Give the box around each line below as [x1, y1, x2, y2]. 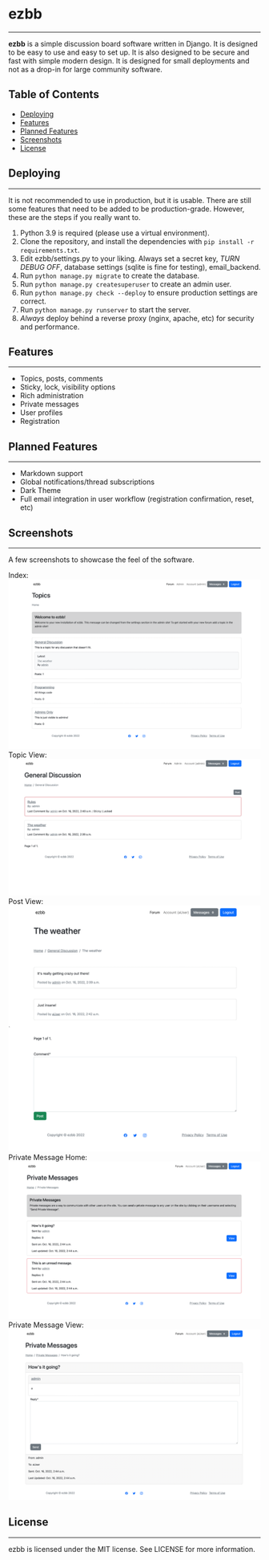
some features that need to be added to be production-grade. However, [8, 204, 245, 214]
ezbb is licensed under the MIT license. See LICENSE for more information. [8, 1544, 256, 1554]
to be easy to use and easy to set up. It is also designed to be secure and [8, 47, 250, 57]
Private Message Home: [8, 1152, 88, 1162]
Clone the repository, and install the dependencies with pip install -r [19, 236, 255, 246]
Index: [8, 571, 30, 580]
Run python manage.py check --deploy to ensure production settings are [19, 287, 258, 297]
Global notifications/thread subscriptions [19, 477, 155, 487]
